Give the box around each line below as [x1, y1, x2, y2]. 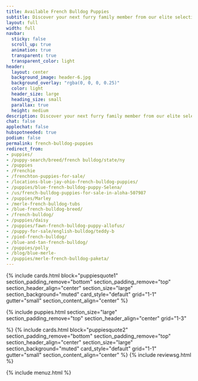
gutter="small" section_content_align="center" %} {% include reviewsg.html [6, 351, 192, 358]
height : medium [11, 108, 49, 113]
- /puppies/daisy [6, 217, 49, 223]
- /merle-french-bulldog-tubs [6, 201, 81, 207]
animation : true [11, 47, 51, 53]
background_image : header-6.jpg [11, 74, 91, 80]
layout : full [6, 19, 38, 25]
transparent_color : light [11, 58, 75, 64]
